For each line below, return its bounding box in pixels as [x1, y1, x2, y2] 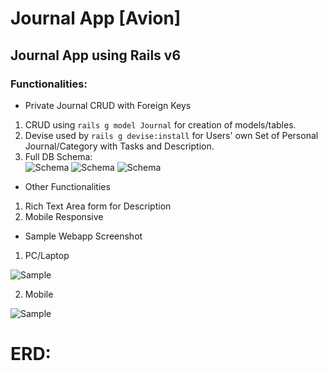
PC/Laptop [24, 249, 70, 261]
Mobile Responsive [24, 210, 104, 222]
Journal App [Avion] [10, 7, 182, 30]
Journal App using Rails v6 [10, 47, 182, 64]
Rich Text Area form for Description [24, 200, 172, 212]
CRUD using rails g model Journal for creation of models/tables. [24, 118, 297, 131]
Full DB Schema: [24, 150, 93, 162]
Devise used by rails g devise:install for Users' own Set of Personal [24, 129, 319, 141]
